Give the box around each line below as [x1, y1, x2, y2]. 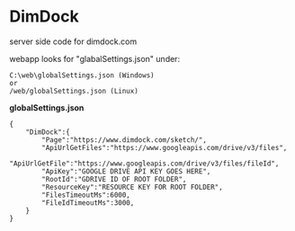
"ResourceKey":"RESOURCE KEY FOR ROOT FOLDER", [41, 182, 223, 191]
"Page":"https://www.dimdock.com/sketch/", [41, 135, 207, 145]
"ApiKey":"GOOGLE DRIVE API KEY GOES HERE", [41, 166, 211, 176]
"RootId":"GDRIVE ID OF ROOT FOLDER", [41, 174, 187, 183]
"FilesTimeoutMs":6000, [41, 191, 130, 200]
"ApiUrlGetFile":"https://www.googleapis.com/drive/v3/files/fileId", [9, 159, 280, 168]
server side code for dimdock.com [9, 36, 138, 47]
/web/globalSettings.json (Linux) [9, 86, 139, 95]
